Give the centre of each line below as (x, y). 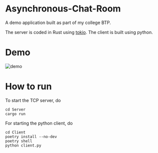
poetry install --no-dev (31, 136)
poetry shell (19, 141)
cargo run (16, 114)
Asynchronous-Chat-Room (63, 9)
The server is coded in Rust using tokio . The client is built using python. (79, 32)
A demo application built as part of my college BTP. (58, 22)
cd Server (16, 109)
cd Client (16, 132)
